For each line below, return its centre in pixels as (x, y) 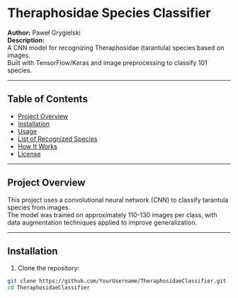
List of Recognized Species (57, 139)
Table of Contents (48, 99)
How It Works (38, 146)
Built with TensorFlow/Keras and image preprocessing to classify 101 (107, 62)
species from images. (39, 207)
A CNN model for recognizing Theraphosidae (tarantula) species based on (116, 47)
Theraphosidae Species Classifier (109, 13)
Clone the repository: (49, 268)
